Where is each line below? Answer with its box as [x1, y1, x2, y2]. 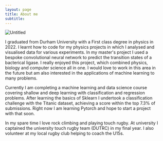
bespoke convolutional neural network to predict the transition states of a [5, 55, 152, 60]
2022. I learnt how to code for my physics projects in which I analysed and [5, 44, 155, 50]
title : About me [5, 12, 38, 17]
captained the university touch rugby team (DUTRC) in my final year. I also [5, 125, 154, 131]
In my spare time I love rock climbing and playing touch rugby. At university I [5, 120, 158, 126]
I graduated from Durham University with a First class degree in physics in [5, 39, 154, 45]
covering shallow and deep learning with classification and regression [5, 90, 145, 96]
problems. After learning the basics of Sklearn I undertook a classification [5, 95, 153, 101]
